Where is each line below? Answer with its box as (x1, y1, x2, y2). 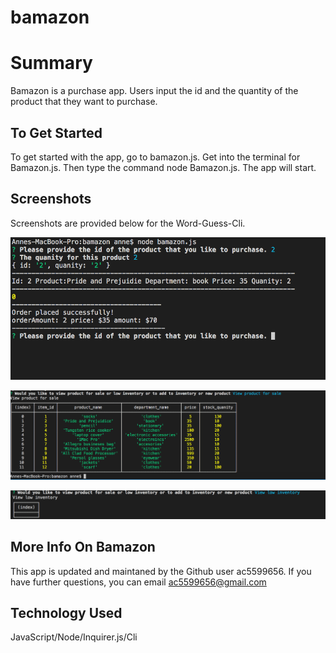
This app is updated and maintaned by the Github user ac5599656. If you (10, 565, 312, 577)
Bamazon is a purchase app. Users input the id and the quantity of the (10, 85, 299, 97)
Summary (10, 52, 93, 75)
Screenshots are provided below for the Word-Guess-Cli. (10, 217, 246, 229)
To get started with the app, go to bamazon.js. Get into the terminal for (10, 151, 301, 163)
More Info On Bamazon (10, 539, 156, 556)
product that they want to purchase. (10, 96, 158, 108)
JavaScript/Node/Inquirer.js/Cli (10, 631, 138, 643)
